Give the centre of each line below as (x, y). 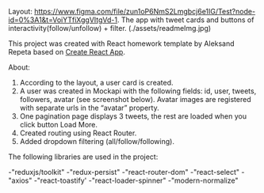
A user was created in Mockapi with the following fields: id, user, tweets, (138, 91)
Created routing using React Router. (78, 133)
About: (19, 67)
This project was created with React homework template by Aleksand (122, 44)
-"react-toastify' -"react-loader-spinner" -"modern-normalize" (136, 180)
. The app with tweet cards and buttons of (186, 20)
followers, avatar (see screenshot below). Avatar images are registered (135, 99)
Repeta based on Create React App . (67, 52)
